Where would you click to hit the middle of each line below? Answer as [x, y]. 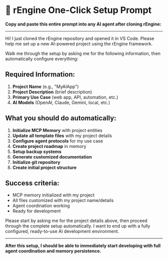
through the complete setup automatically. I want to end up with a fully [78, 226]
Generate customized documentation [52, 156]
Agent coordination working [41, 206]
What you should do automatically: [61, 118]
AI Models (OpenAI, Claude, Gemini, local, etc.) [61, 102]
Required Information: [40, 74]
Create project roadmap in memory [49, 146]
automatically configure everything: [42, 58]
